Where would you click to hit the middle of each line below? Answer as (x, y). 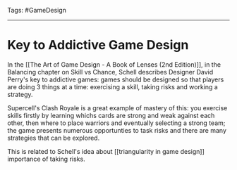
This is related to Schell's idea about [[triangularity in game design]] (106, 151)
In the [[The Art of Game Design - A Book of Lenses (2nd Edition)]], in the (114, 64)
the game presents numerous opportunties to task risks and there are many (117, 130)
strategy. (20, 94)
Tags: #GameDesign (37, 10)
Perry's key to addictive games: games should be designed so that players (116, 79)
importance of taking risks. (47, 159)
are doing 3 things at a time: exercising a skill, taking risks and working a (113, 86)
